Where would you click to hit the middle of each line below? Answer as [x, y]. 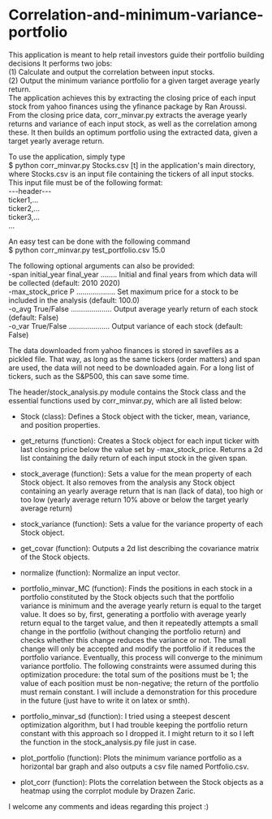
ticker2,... [24, 208]
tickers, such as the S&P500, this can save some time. [99, 376]
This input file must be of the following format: [86, 182]
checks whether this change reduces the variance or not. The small [133, 640]
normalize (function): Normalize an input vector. [100, 572]
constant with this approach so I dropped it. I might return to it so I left [137, 733]
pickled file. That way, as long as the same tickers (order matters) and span [134, 359]
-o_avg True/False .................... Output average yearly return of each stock [133, 308]
